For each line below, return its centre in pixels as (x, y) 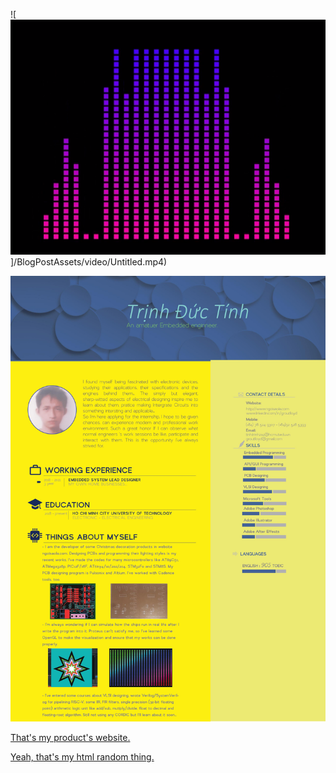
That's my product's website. (70, 738)
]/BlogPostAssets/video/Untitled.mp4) (89, 262)
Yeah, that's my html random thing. (82, 757)
